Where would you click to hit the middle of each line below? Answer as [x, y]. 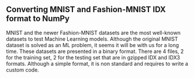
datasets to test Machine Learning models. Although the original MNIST [92, 39]
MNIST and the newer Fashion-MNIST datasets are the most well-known [93, 33]
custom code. [22, 70]
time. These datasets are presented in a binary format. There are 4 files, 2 [95, 51]
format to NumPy [38, 19]
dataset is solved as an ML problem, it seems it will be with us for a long [93, 45]
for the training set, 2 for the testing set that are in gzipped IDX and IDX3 [93, 57]
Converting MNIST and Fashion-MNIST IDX [86, 10]
